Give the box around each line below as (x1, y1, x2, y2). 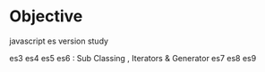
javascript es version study (9, 36, 109, 46)
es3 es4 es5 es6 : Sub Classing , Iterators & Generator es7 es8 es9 (9, 52, 257, 63)
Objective (9, 6, 83, 27)
